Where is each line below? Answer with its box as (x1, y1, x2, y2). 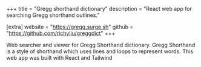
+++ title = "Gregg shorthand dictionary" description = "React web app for (6, 5, 193, 12)
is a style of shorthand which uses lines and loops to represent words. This (6, 48, 194, 55)
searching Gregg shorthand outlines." (6, 11, 100, 19)
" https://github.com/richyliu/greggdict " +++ (6, 30, 116, 37)
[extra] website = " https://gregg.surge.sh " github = (6, 24, 134, 30)
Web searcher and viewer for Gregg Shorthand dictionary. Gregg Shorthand (6, 42, 196, 48)
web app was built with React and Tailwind (6, 54, 113, 61)
